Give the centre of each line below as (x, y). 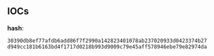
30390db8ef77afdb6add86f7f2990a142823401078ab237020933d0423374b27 (107, 41)
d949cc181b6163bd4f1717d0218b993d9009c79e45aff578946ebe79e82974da (107, 47)
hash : (16, 28)
